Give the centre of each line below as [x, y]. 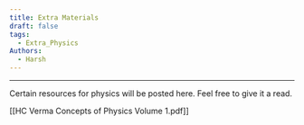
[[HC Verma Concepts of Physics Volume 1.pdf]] [99, 111]
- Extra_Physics [48, 43]
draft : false [34, 26]
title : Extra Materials [54, 18]
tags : [19, 34]
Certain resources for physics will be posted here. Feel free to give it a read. [151, 94]
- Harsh [32, 59]
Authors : [26, 51]
